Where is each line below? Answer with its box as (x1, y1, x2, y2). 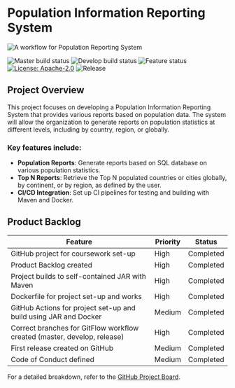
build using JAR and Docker (10, 312, 102, 321)
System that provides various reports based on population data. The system (7, 110, 226, 118)
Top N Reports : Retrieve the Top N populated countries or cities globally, (17, 174, 227, 182)
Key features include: (7, 142, 82, 152)
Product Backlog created (10, 260, 93, 270)
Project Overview (7, 84, 85, 96)
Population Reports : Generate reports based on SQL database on (17, 159, 208, 167)
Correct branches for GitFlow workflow (10, 323, 139, 333)
